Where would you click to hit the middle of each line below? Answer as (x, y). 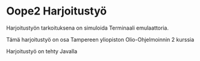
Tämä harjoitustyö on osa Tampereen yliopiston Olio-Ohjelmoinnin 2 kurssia (100, 39)
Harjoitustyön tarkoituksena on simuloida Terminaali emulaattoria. (87, 28)
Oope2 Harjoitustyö (57, 11)
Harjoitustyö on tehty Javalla (42, 51)
